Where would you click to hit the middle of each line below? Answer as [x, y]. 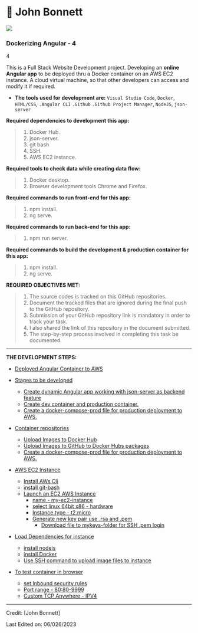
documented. [45, 340]
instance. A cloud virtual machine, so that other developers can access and [98, 80]
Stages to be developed [44, 381]
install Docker [40, 555]
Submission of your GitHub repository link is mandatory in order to [110, 316]
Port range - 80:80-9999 [54, 590]
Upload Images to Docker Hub [60, 440]
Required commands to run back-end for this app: [68, 227]
